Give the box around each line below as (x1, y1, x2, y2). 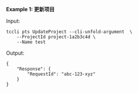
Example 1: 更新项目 (6, 6, 55, 12)
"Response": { (16, 66, 51, 72)
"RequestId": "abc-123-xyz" (27, 71, 96, 77)
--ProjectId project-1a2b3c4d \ (16, 34, 96, 40)
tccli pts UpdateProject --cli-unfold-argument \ (6, 29, 133, 35)
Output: (6, 49, 25, 57)
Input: (6, 18, 21, 24)
